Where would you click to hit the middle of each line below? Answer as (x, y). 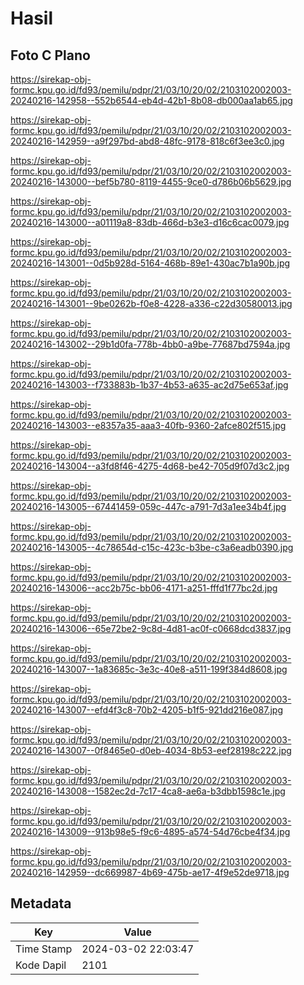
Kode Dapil (41, 965)
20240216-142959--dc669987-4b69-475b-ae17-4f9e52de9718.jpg (150, 872)
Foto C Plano (50, 55)
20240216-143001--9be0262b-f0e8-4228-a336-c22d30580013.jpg (151, 303)
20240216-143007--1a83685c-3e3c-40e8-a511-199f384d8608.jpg (149, 669)
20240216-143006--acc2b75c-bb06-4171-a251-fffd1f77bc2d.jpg (144, 588)
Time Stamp (44, 949)
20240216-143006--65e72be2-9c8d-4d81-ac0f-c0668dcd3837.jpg (151, 628)
